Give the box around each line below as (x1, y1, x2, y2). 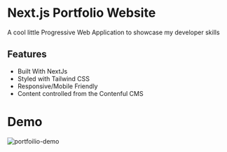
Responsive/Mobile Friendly (17, 82, 98, 90)
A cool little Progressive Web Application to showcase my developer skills (7, 28, 220, 36)
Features (7, 48, 47, 60)
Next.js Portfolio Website (7, 5, 156, 21)
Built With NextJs (17, 67, 68, 75)
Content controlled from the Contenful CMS (17, 89, 144, 97)
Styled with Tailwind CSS (17, 74, 90, 83)
